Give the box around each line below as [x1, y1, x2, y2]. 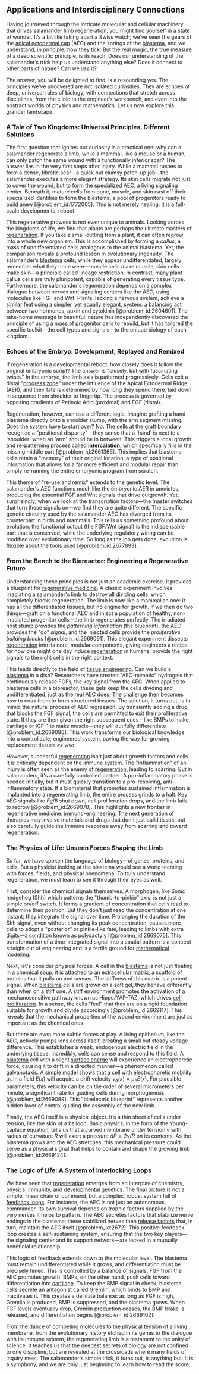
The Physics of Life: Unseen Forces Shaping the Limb [6, 844, 163, 852]
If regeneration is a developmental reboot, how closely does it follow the [6, 361, 183, 368]
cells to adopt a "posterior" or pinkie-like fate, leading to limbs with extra [6, 926, 184, 932]
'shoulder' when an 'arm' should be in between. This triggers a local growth [6, 436, 192, 443]
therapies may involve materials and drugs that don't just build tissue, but [6, 816, 186, 823]
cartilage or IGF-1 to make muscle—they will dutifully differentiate [6, 722, 166, 729]
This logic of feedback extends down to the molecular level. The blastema [6, 1254, 187, 1261]
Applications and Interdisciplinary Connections [6, 5, 185, 15]
